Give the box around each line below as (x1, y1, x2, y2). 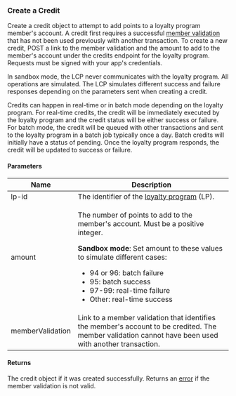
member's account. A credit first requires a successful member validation (7, 29, 220, 37)
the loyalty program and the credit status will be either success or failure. (7, 116, 219, 124)
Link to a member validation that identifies (77, 312, 216, 322)
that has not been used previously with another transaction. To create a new (7, 37, 228, 45)
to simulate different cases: (77, 252, 167, 262)
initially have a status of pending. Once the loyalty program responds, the (7, 138, 220, 147)
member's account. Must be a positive (77, 218, 204, 228)
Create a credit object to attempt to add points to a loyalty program (7, 22, 201, 30)
